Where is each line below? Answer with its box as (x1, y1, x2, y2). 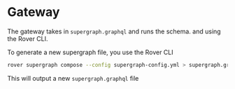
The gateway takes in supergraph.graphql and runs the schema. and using (7, 27, 222, 35)
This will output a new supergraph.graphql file (7, 74, 139, 82)
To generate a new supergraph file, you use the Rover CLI (7, 48, 173, 56)
